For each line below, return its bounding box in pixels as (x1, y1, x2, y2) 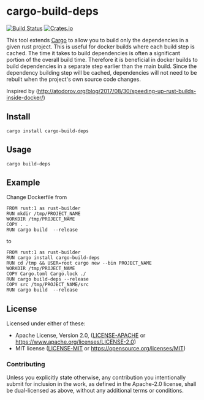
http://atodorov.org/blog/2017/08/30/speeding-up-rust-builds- (37, 87, 197, 94)
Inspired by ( (6, 87, 39, 94)
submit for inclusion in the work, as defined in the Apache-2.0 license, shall (6, 380, 197, 388)
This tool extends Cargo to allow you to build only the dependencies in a (6, 36, 189, 43)
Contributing (6, 360, 45, 369)
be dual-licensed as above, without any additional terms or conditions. (6, 387, 184, 394)
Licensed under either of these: (6, 320, 86, 327)
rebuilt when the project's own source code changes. (6, 75, 141, 83)
